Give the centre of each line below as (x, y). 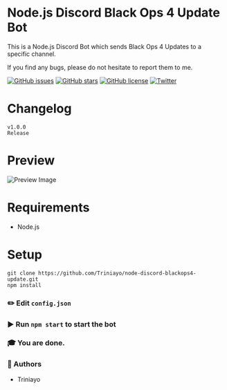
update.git (23, 279)
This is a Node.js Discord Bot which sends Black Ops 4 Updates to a (105, 46)
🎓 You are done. (36, 343)
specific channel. (32, 54)
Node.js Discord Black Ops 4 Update (113, 13)
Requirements (48, 207)
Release (18, 133)
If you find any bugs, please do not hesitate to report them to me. (100, 67)
